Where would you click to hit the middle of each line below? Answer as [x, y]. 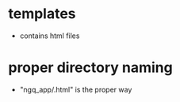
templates [42, 14]
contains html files [50, 36]
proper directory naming [90, 68]
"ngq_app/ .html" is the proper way [76, 89]
